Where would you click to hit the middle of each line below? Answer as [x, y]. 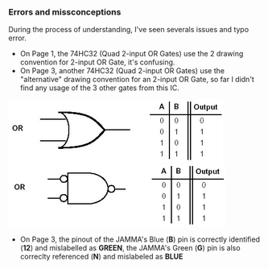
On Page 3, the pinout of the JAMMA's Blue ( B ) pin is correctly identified [140, 239]
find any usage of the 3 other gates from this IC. [99, 88]
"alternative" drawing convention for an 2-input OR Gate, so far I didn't [137, 80]
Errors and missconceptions [65, 12]
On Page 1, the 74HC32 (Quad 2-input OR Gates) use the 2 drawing [132, 54]
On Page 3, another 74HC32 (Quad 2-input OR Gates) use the [122, 71]
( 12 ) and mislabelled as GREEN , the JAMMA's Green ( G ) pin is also [130, 248]
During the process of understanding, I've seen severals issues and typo [129, 30]
